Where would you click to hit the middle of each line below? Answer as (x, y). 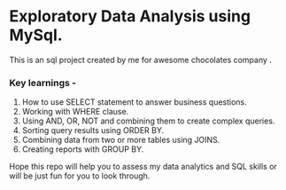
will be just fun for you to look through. (80, 176)
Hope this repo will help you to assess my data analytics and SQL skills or (143, 167)
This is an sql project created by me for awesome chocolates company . (141, 59)
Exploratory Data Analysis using (130, 16)
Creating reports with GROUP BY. (83, 149)
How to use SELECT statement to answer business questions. (135, 102)
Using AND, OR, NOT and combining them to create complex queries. (148, 121)
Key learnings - (43, 83)
